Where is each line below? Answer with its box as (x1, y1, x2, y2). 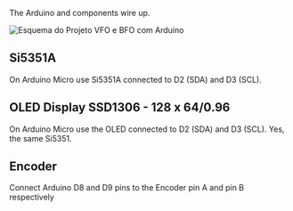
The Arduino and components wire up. (9, 8, 151, 18)
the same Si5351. (9, 133, 72, 143)
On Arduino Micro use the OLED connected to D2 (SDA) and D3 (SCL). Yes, (9, 124, 285, 134)
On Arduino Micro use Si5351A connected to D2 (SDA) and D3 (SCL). (9, 74, 263, 85)
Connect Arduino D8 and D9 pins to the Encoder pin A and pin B (9, 183, 245, 193)
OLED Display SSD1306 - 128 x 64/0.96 (9, 100, 231, 115)
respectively (9, 191, 55, 203)
